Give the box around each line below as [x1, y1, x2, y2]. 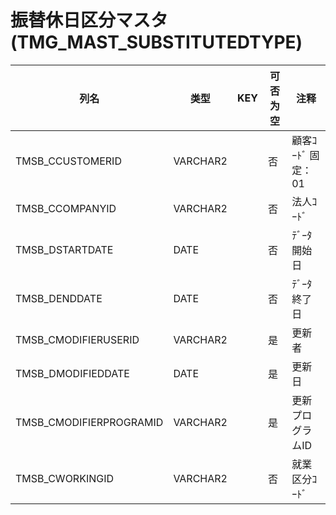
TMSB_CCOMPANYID [15, 201, 117, 215]
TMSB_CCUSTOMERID [15, 154, 122, 168]
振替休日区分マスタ [10, 9, 169, 32]
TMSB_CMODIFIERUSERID [15, 332, 140, 346]
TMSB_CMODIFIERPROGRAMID [15, 415, 164, 429]
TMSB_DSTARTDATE [15, 242, 114, 256]
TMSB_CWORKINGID [15, 471, 115, 485]
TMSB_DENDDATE [15, 291, 103, 305]
